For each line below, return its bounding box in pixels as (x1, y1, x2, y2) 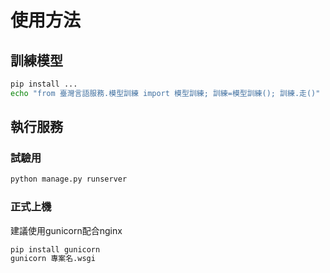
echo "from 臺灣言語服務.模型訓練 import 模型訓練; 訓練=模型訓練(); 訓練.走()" (10, 88, 321, 98)
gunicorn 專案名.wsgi (10, 254, 96, 264)
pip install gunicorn (10, 244, 101, 255)
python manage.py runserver (10, 174, 128, 185)
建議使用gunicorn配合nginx (10, 224, 123, 236)
